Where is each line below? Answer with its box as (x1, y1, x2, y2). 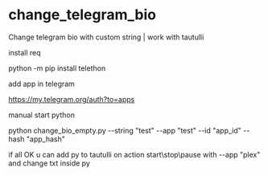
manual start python (8, 110, 75, 120)
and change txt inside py (8, 158, 91, 168)
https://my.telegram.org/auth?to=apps (8, 94, 135, 104)
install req (8, 47, 42, 57)
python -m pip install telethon (8, 63, 106, 73)
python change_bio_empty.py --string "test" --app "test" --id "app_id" (8, 125, 241, 135)
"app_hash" (26, 134, 66, 144)
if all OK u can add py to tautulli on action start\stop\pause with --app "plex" (8, 149, 261, 159)
